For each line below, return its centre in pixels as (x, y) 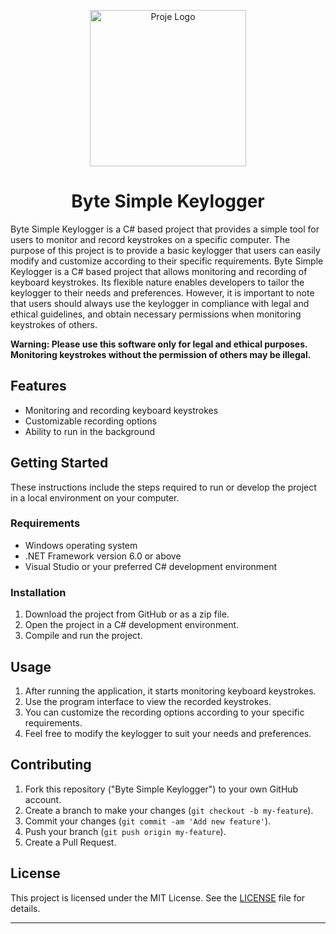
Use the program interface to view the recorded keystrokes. (148, 701)
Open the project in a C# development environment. (132, 625)
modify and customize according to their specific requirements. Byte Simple (167, 261)
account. (43, 799)
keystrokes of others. (54, 324)
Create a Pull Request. (70, 842)
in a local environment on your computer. (95, 497)
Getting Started (59, 463)
